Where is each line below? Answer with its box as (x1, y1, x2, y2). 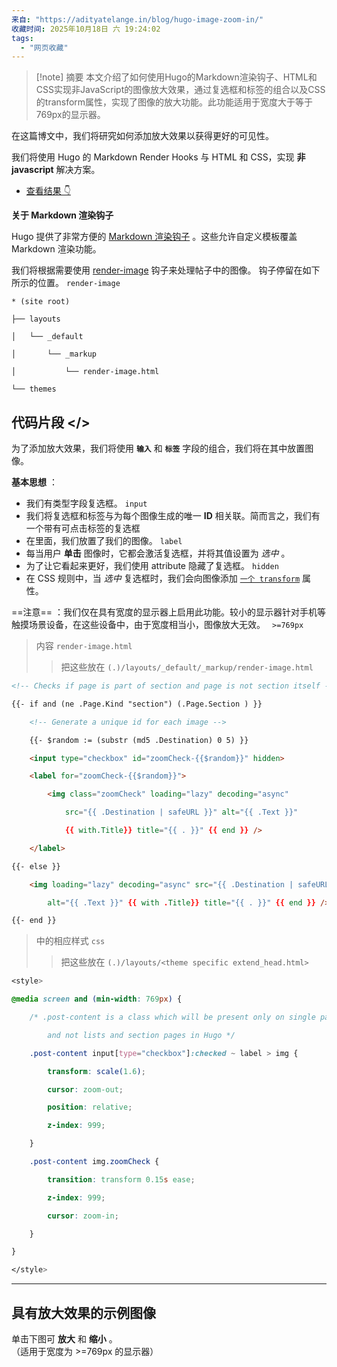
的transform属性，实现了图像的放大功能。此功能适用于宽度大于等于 (35, 96, 314, 108)
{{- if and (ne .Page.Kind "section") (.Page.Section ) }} (11, 699, 263, 709)
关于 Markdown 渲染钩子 (11, 209, 114, 221)
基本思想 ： (11, 476, 58, 488)
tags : (11, 33, 34, 43)
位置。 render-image (37, 277, 121, 289)
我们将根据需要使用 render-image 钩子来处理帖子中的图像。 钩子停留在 (11, 264, 303, 276)
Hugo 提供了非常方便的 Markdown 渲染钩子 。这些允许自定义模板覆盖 (11, 231, 298, 243)
